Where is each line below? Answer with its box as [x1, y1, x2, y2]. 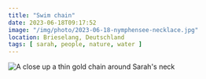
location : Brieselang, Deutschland [8, 33, 125, 41]
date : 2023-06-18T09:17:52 [8, 19, 97, 27]
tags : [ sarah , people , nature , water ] [8, 41, 143, 48]
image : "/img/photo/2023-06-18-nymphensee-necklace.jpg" [8, 26, 199, 34]
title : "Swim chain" [8, 11, 76, 20]
